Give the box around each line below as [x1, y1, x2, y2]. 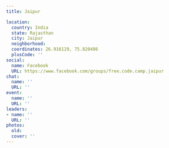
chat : [6, 74, 19, 80]
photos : [6, 122, 25, 129]
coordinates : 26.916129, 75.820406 [11, 46, 99, 53]
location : [6, 19, 31, 25]
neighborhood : [11, 41, 46, 47]
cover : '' [11, 133, 35, 139]
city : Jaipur [11, 36, 43, 42]
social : [6, 57, 25, 63]
